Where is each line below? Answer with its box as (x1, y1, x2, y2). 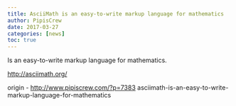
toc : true (7, 37, 37, 44)
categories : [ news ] (7, 30, 65, 37)
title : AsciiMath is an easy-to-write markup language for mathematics (7, 10, 224, 18)
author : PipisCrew (7, 17, 62, 24)
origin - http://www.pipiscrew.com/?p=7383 (7, 83, 136, 92)
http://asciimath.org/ (7, 70, 68, 78)
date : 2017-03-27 (7, 23, 59, 30)
